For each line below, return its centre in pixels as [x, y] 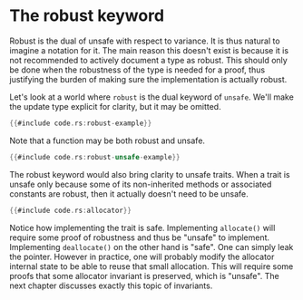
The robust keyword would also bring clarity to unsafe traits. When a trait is [150, 174]
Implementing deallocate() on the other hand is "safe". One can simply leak [151, 247]
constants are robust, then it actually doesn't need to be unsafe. [129, 194]
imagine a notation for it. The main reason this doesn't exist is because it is [149, 50]
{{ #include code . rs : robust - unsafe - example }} [95, 157]
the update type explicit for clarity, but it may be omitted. [115, 106]
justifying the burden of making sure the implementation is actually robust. [148, 79]
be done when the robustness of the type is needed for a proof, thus [137, 70]
